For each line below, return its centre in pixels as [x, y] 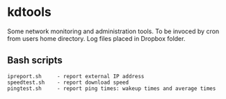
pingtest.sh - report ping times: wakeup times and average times [112, 88]
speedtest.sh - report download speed [68, 82]
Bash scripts [35, 61]
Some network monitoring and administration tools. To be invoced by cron [113, 31]
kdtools [30, 12]
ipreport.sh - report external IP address [76, 76]
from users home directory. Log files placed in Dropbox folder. [96, 38]
